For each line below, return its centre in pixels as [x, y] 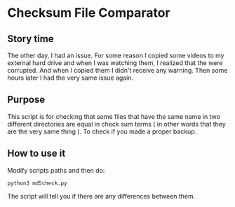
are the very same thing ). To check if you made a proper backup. [102, 131]
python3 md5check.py [38, 183]
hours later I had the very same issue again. [70, 78]
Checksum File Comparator [89, 13]
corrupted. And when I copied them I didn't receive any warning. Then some [117, 70]
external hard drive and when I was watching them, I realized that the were [115, 63]
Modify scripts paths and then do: [56, 170]
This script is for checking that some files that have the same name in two [114, 116]
